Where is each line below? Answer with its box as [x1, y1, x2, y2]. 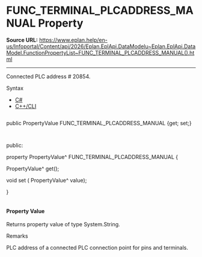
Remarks [6, 232, 28, 240]
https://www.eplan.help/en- [38, 36, 108, 43]
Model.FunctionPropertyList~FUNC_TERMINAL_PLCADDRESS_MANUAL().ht [6, 49, 195, 56]
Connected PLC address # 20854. [6, 73, 91, 80]
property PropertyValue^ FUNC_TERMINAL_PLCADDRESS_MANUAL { [6, 153, 179, 160]
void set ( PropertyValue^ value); [6, 176, 87, 184]
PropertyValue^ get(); [6, 165, 60, 172]
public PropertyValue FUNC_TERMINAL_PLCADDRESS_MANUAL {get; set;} [6, 119, 192, 126]
